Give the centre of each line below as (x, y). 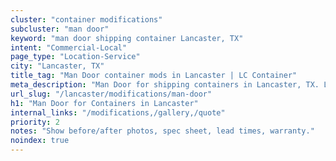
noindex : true (40, 141)
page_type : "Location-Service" (75, 57)
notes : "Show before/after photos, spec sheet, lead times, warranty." (162, 131)
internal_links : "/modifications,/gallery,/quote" (118, 112)
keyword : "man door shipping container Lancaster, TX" (127, 38)
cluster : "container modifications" (86, 19)
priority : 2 (35, 122)
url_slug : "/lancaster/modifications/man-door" (111, 94)
